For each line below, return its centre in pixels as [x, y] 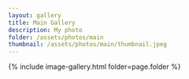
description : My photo [45, 30]
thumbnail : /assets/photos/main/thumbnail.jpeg [88, 45]
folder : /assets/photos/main [56, 37]
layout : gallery [35, 15]
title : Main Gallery [42, 23]
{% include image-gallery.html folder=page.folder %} [94, 66]
